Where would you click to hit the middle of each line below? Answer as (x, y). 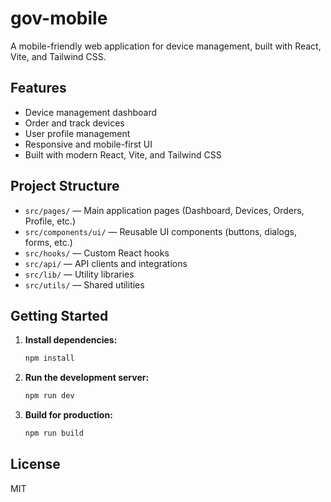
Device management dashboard (91, 112)
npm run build (54, 433)
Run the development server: (87, 378)
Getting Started (59, 315)
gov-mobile (59, 18)
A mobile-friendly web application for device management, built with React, (166, 46)
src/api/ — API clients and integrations (106, 263)
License (35, 464)
